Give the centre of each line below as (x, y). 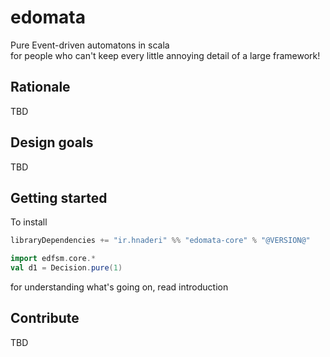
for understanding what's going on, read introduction (119, 287)
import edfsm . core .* (53, 259)
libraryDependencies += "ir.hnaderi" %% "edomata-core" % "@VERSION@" (160, 241)
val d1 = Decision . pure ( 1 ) (66, 268)
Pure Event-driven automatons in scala (90, 45)
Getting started (59, 197)
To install (29, 222)
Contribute (45, 318)
